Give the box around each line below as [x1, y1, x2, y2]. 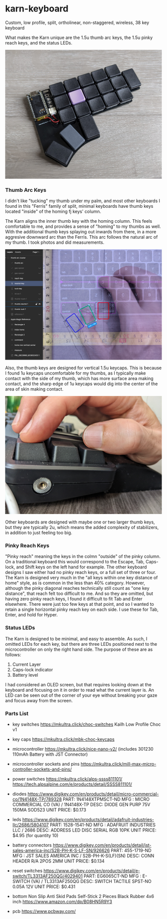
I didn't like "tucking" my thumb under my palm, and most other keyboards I [5, 198, 161, 204]
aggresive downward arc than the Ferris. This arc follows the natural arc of [5, 234, 158, 240]
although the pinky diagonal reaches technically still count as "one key [5, 585, 150, 591]
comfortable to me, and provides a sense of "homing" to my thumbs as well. [5, 223, 161, 230]
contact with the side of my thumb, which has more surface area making [5, 376, 154, 382]
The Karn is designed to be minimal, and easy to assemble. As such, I [5, 635, 148, 642]
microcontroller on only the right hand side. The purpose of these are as [5, 646, 153, 652]
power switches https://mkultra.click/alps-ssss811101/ [12, 776, 123, 782]
